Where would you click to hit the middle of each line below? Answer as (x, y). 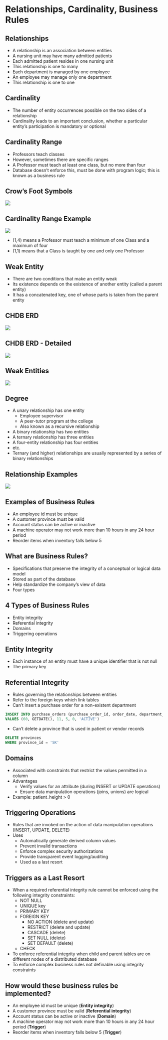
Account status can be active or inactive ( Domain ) (64, 1016)
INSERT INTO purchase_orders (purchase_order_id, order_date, (71, 714)
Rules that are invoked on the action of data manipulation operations (83, 825)
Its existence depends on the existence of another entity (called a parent (87, 284)
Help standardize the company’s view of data (59, 584)
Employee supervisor (42, 416)
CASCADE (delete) (46, 933)
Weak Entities (27, 371)
